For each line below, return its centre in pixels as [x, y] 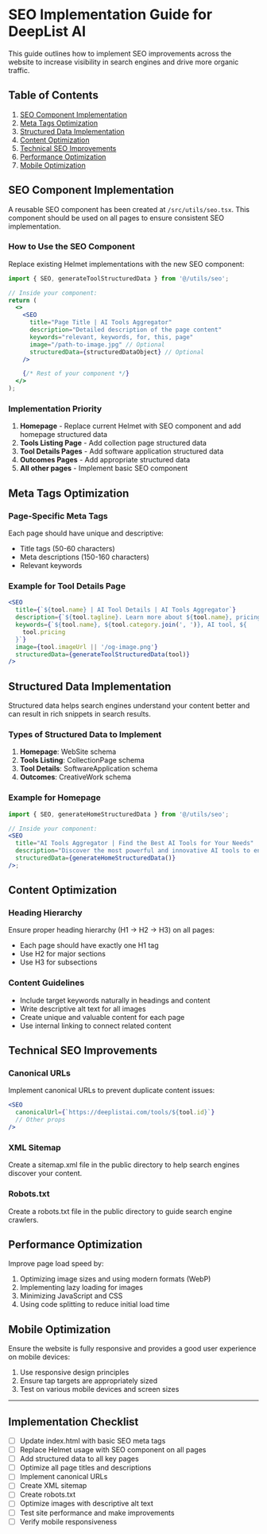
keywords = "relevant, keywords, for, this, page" [111, 337]
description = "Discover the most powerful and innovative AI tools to [133, 851]
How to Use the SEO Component [72, 246]
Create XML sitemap [53, 1486]
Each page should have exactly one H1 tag [89, 945]
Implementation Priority [55, 409]
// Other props [41, 1120]
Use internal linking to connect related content [95, 1026]
